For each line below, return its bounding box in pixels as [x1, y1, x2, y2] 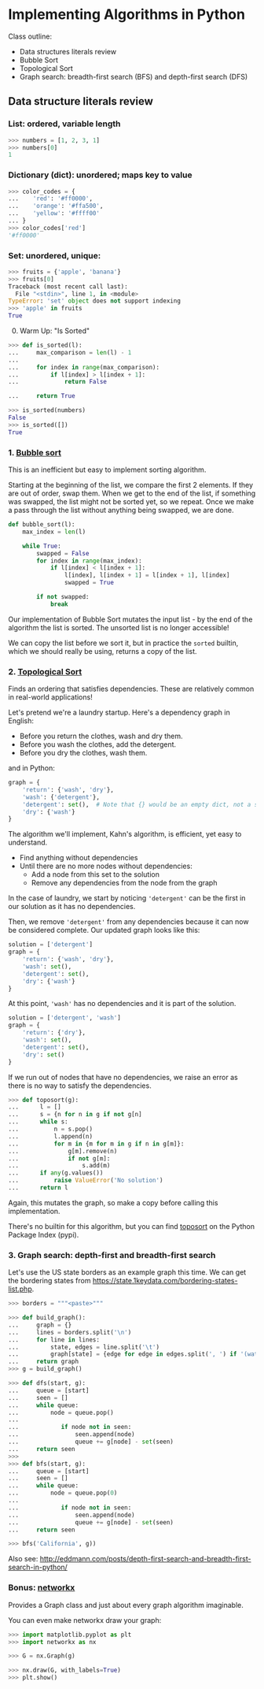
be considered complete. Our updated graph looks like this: [8, 926, 200, 935]
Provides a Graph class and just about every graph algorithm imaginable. [8, 1600, 244, 1609]
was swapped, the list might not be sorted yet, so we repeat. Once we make [8, 497, 254, 507]
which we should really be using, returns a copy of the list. [8, 646, 197, 655]
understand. [8, 837, 48, 848]
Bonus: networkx [8, 1582, 75, 1593]
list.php [8, 1284, 33, 1294]
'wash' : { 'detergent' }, [22, 793, 101, 801]
